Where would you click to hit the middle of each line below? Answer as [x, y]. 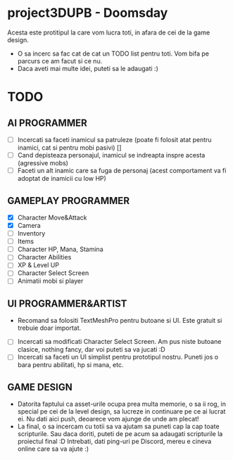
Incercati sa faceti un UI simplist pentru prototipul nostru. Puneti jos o [118, 357]
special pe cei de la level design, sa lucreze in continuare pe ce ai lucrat [121, 411]
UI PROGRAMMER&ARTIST [67, 304]
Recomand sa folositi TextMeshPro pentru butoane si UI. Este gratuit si [120, 321]
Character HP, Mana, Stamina [60, 249]
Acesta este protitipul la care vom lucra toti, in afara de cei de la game [109, 32]
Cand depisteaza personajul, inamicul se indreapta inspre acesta [111, 155]
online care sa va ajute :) [53, 449]
